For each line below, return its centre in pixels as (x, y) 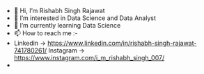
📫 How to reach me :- (46, 33)
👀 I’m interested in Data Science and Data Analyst (85, 18)
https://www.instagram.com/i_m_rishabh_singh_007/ (89, 58)
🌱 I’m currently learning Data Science (67, 25)
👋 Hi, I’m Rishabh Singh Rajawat (60, 11)
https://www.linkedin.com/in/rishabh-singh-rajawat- (122, 43)
